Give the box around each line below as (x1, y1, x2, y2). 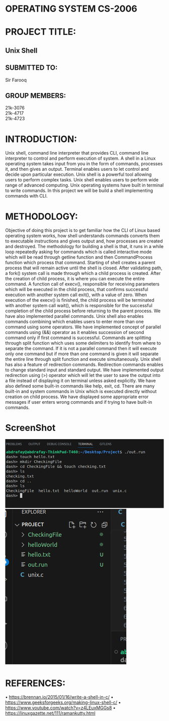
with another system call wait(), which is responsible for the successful (5, 303, 152, 309)
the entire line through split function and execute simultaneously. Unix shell (5, 356, 161, 362)
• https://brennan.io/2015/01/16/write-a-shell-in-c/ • (5, 694, 114, 700)
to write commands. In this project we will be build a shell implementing (5, 187, 153, 194)
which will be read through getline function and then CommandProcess (5, 254, 153, 260)
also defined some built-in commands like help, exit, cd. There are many (5, 383, 155, 389)
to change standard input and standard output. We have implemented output (5, 367, 164, 373)
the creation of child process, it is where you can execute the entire (5, 276, 145, 282)
